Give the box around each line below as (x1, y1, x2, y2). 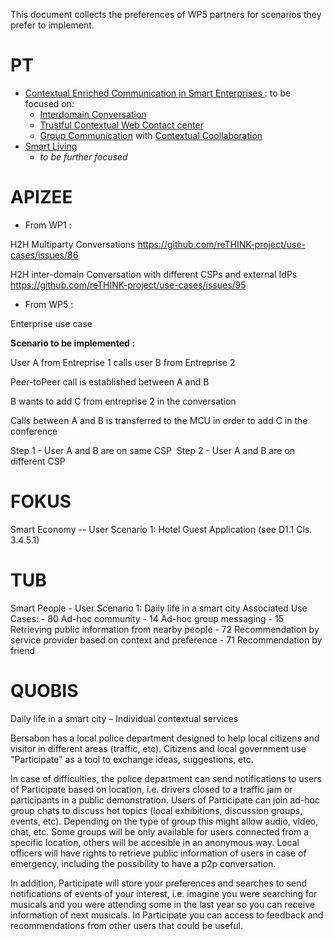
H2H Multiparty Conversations (10, 238, 136, 250)
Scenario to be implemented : (10, 337, 135, 349)
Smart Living (24, 140, 78, 152)
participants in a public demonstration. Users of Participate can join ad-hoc (10, 794, 320, 806)
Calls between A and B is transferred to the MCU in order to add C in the (10, 414, 308, 426)
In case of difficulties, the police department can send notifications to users (10, 772, 322, 784)
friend (10, 644, 35, 656)
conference (10, 425, 58, 437)
